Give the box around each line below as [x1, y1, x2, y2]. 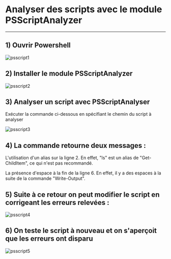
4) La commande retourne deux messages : [5, 141, 146, 150]
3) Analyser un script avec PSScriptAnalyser [5, 97, 150, 106]
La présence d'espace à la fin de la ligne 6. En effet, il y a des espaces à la [5, 170, 161, 176]
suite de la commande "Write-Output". [5, 175, 85, 182]
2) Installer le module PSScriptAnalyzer [5, 69, 133, 78]
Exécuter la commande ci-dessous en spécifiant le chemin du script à [5, 111, 152, 117]
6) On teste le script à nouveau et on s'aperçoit [5, 226, 157, 235]
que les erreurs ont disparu [5, 235, 93, 243]
